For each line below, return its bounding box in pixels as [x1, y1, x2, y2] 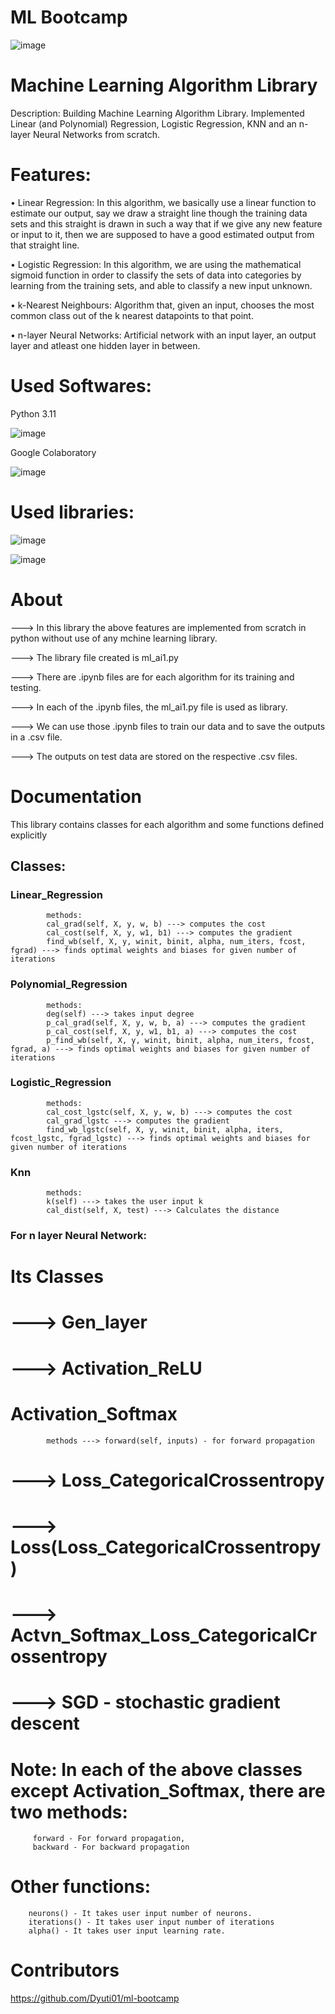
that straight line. [10, 239, 80, 251]
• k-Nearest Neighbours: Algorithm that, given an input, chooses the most [10, 299, 315, 311]
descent [10, 1712, 80, 1735]
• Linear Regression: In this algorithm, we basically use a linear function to [10, 196, 317, 208]
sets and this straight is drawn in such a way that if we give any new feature [10, 217, 323, 230]
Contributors [10, 1959, 120, 1982]
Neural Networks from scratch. [33, 128, 161, 140]
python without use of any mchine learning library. [10, 632, 218, 644]
